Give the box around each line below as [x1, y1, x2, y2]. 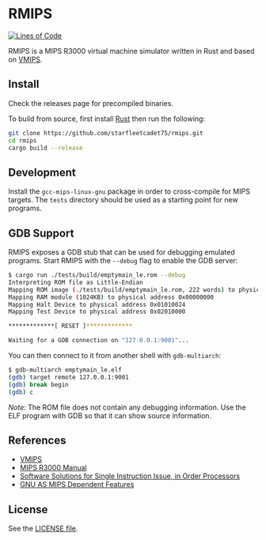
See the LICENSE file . [8, 523, 78, 534]
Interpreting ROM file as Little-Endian [8, 278, 144, 286]
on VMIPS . [8, 55, 43, 64]
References [8, 433, 66, 447]
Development [8, 165, 77, 179]
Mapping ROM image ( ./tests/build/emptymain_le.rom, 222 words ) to [8, 285, 236, 293]
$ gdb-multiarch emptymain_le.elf [8, 366, 123, 374]
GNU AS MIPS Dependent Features [19, 480, 135, 489]
